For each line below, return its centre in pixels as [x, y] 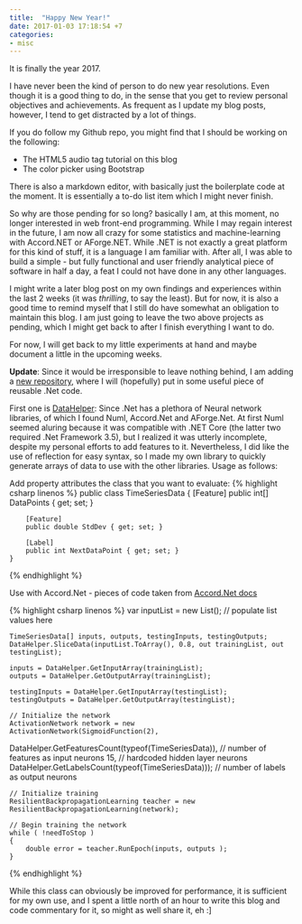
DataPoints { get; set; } [51, 503]
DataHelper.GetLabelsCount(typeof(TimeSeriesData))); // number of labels [147, 768]
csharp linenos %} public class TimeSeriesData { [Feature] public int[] [139, 493]
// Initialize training [54, 794]
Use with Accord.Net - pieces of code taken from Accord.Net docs [133, 593]
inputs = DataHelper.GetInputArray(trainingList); [106, 668]
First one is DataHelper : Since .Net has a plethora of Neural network [136, 408]
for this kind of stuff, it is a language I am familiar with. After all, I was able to [151, 252]
